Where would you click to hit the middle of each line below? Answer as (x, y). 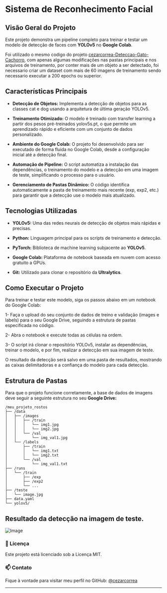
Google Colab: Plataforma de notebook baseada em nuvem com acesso (86, 257)
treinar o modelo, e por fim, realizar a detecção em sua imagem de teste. (80, 350)
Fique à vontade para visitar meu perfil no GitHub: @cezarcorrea (71, 581)
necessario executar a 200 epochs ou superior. (54, 76)
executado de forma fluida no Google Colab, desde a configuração (81, 149)
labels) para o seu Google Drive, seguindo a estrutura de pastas (71, 320)
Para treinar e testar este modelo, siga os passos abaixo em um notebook (81, 300)
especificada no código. (30, 325)
